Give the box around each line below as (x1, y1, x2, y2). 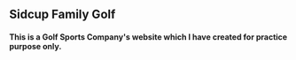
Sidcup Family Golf (9, 7, 116, 22)
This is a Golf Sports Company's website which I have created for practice (9, 31, 288, 42)
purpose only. (9, 41, 62, 51)
